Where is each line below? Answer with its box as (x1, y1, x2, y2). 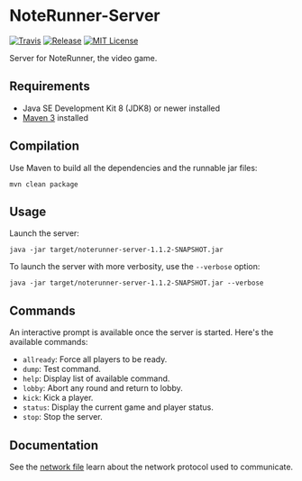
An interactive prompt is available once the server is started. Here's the (9, 327, 274, 338)
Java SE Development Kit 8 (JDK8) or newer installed (22, 103, 221, 113)
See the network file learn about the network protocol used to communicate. (9, 461, 294, 472)
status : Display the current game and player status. (22, 402, 214, 413)
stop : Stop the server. (22, 412, 103, 422)
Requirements (9, 78, 90, 95)
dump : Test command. (22, 364, 102, 375)
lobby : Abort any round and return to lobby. (22, 383, 183, 394)
